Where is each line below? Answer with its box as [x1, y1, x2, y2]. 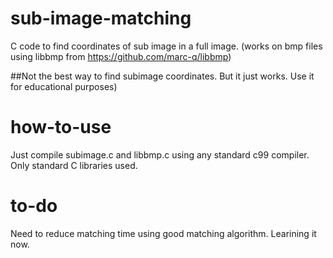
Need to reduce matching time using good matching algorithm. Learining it [10, 227, 317, 239]
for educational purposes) [10, 80, 118, 92]
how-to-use [10, 116, 112, 139]
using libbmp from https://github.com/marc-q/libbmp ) [10, 50, 232, 62]
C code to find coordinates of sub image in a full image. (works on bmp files [10, 40, 323, 52]
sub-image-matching [10, 7, 192, 30]
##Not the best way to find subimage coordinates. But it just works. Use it [10, 70, 315, 82]
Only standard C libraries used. [10, 159, 138, 171]
